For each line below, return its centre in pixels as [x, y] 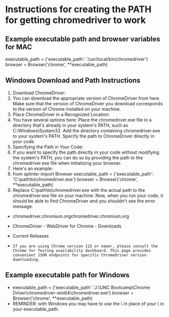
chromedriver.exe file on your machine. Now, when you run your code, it [88, 195]
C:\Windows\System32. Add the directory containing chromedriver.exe [86, 130]
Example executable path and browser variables [83, 39]
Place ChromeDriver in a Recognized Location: [61, 114]
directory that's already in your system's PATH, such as [70, 125]
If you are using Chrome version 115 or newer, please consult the [85, 246]
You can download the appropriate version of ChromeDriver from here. [86, 98]
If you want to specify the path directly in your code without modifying [86, 152]
